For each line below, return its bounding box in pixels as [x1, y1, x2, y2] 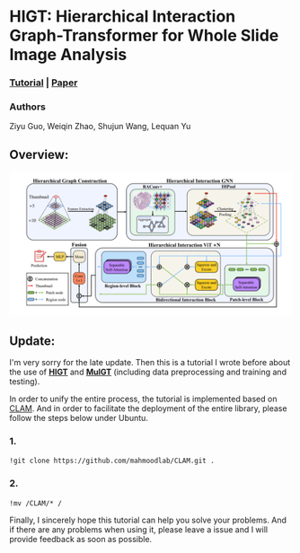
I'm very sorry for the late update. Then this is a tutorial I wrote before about [9, 356, 291, 367]
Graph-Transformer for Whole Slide [9, 25, 279, 46]
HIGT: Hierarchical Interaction [9, 6, 236, 27]
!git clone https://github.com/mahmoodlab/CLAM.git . [9, 456, 216, 466]
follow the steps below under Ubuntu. [9, 412, 148, 423]
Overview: [9, 146, 69, 162]
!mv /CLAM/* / [9, 498, 63, 508]
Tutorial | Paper [9, 76, 78, 89]
